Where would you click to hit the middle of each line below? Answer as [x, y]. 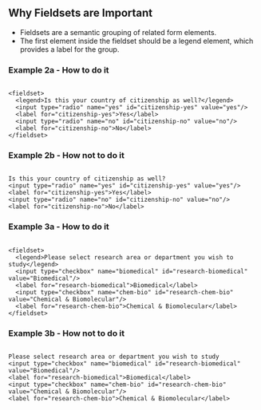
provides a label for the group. [69, 49]
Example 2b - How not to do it [67, 156]
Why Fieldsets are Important [81, 13]
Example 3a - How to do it [59, 227]
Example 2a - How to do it [59, 69]
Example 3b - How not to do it [67, 333]
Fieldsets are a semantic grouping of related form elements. [118, 32]
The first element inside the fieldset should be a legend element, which [136, 41]
